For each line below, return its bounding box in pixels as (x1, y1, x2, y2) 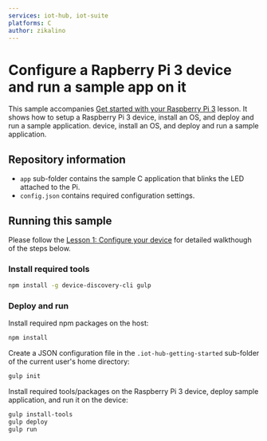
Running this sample (8, 214, 112, 227)
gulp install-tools (8, 411, 73, 419)
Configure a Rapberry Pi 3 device (8, 61, 233, 79)
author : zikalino (8, 26, 66, 34)
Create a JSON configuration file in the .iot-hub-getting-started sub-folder (8, 348, 260, 358)
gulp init (8, 372, 41, 380)
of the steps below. (8, 243, 72, 253)
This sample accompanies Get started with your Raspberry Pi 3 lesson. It (8, 104, 248, 114)
